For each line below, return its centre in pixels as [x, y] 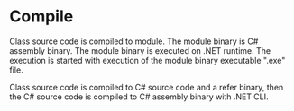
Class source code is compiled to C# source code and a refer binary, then [147, 87]
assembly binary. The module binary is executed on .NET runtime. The [140, 50]
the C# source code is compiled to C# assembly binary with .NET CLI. [139, 97]
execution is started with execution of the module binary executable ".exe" [147, 60]
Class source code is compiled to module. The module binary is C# [134, 41]
